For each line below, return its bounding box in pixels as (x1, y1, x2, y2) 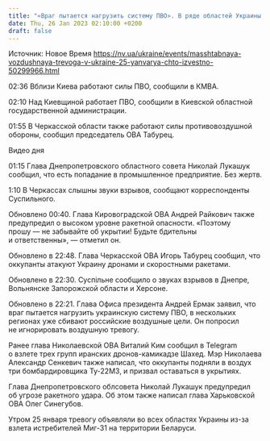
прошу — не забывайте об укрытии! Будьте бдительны (8, 227, 197, 236)
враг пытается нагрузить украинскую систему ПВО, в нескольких (8, 308, 236, 318)
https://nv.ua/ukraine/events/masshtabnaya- (93, 49, 242, 59)
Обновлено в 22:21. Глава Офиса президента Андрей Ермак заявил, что (8, 299, 256, 309)
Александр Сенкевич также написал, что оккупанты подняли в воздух (8, 358, 252, 368)
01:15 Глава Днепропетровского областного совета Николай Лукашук (8, 161, 251, 171)
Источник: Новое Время (8, 49, 92, 59)
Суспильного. (8, 194, 56, 204)
